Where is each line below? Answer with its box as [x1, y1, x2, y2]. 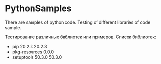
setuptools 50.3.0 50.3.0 [12, 54, 62, 60]
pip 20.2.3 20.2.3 [12, 43, 47, 49]
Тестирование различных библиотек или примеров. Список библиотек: [5, 34, 156, 40]
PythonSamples [5, 3, 72, 14]
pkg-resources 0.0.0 [12, 49, 54, 55]
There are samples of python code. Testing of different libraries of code [5, 19, 151, 25]
